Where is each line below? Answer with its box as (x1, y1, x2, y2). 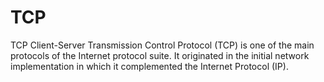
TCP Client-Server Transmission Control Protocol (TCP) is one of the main (10, 39, 315, 51)
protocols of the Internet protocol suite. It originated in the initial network (10, 49, 310, 61)
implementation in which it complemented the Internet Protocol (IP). (10, 60, 289, 72)
